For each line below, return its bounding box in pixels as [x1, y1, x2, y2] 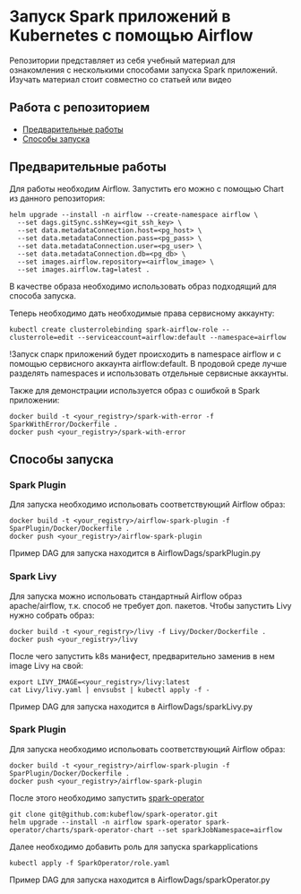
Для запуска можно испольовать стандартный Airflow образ [9, 590, 243, 602]
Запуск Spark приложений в [9, 6, 231, 27]
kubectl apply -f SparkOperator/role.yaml [9, 858, 170, 867]
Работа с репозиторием [9, 100, 150, 116]
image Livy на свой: [9, 660, 83, 671]
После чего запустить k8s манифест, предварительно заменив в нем [9, 650, 275, 661]
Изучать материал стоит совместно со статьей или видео [9, 74, 232, 84]
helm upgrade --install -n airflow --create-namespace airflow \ [9, 210, 258, 219]
